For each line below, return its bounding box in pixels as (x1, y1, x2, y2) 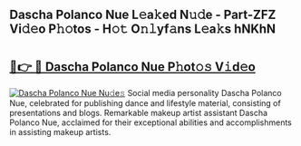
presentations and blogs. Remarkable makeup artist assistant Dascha (9, 108, 268, 118)
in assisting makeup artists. (9, 127, 112, 137)
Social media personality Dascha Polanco (127, 88, 283, 98)
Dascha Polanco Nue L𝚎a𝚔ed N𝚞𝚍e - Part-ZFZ (9, 7, 277, 23)
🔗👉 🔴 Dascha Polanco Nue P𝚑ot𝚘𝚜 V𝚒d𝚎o (9, 59, 256, 74)
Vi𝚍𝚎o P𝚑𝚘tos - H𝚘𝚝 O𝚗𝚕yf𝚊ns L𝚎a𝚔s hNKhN (9, 22, 277, 37)
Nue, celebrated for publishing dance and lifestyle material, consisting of (9, 98, 281, 108)
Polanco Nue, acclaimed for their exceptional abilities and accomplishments (9, 117, 293, 128)
